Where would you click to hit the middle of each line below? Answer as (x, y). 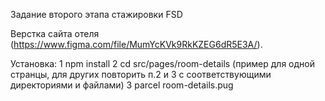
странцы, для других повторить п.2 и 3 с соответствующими (141, 74)
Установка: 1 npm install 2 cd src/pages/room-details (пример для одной (162, 63)
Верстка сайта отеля (55, 33)
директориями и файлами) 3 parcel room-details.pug (122, 85)
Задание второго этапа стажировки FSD (96, 14)
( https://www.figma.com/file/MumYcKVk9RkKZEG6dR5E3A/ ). (136, 44)
